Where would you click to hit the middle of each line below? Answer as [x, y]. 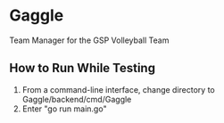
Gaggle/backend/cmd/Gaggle [77, 99]
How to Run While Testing [83, 68]
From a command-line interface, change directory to [119, 89]
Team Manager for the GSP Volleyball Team [89, 40]
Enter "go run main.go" [64, 109]
